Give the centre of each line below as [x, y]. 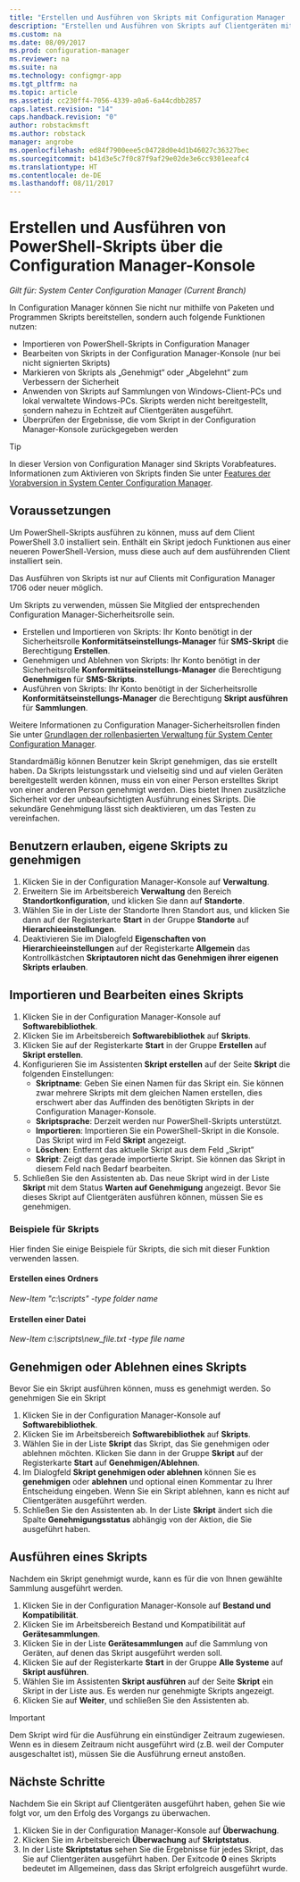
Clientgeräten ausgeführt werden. [84, 1501]
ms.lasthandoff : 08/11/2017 [62, 184]
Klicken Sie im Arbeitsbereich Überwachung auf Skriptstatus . [137, 1839]
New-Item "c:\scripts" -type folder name [83, 1299]
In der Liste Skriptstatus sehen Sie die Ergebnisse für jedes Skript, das [153, 1849]
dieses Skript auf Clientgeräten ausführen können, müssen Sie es [142, 1196]
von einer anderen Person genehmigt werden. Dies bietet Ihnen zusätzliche [148, 789]
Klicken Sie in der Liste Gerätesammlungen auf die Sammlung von [145, 1643]
